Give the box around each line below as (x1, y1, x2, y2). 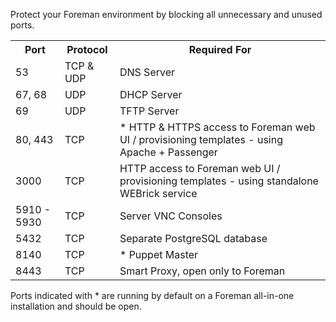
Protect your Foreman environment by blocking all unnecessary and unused (10, 9, 323, 20)
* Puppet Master (119, 248, 199, 261)
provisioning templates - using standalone (119, 174, 319, 188)
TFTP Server (119, 104, 180, 118)
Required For (188, 43, 252, 56)
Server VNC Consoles (119, 209, 223, 223)
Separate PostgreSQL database (119, 232, 268, 245)
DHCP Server (119, 88, 183, 101)
